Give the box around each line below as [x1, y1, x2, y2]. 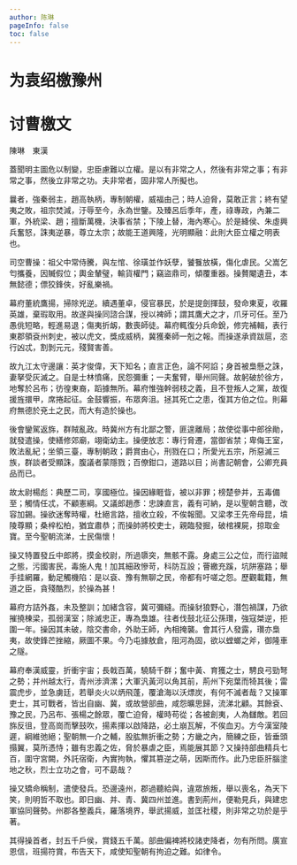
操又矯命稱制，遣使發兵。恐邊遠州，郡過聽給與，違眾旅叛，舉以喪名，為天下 [9, 783, 288, 793]
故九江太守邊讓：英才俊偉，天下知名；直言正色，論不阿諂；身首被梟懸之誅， [9, 360, 288, 371]
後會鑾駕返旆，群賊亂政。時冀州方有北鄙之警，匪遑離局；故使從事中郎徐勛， [9, 424, 288, 434]
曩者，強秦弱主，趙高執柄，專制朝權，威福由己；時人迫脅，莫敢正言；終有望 [9, 194, 288, 204]
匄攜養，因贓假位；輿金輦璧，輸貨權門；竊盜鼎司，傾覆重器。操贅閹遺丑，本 [9, 267, 288, 279]
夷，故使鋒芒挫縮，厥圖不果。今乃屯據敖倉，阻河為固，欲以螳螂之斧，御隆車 [9, 634, 288, 646]
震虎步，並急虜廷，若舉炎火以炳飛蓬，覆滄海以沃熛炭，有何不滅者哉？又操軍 [9, 686, 288, 697]
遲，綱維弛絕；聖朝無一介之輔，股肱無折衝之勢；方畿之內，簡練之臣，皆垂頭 [9, 731, 288, 741]
